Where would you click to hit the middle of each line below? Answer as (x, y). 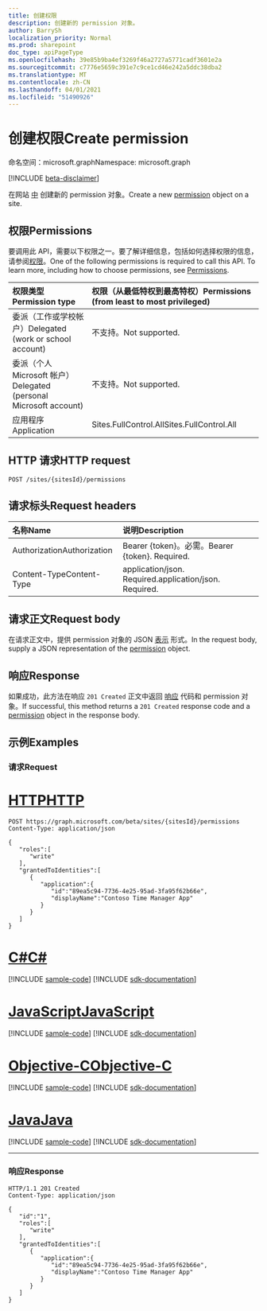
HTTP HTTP (46, 800)
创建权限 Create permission (99, 139)
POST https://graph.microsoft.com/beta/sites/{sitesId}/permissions (124, 821)
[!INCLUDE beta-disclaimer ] (54, 178)
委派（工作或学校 (44, 317)
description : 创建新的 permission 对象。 (74, 23)
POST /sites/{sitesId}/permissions (67, 479)
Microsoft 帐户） (43, 375)
